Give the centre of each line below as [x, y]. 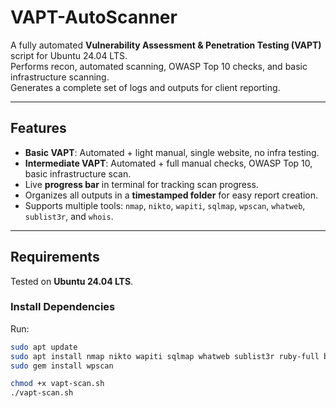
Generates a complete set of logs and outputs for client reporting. [145, 87]
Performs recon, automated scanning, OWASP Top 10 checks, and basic [159, 66]
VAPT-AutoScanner [94, 17]
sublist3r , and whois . [69, 216]
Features [38, 128]
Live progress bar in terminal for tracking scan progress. [141, 184]
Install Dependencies [63, 307]
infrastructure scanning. [60, 77]
